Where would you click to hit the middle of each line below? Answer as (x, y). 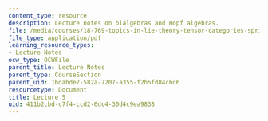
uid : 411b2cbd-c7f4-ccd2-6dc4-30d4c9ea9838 (82, 104)
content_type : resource (48, 16)
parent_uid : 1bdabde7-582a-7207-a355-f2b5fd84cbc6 (94, 82)
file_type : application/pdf (55, 38)
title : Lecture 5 (37, 97)
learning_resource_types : (51, 45)
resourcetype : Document (48, 90)
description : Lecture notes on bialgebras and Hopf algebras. (114, 23)
